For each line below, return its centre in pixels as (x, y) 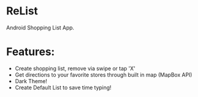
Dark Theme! (31, 81)
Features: (31, 52)
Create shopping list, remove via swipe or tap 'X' (75, 68)
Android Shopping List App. (40, 28)
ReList (22, 11)
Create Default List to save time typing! (63, 87)
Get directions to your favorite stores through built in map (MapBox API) (103, 75)
